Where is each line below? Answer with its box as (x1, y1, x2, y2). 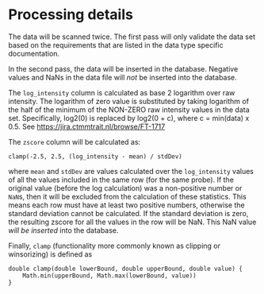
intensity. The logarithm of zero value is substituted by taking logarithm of (8, 96, 250, 106)
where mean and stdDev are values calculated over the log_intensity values (8, 166, 254, 176)
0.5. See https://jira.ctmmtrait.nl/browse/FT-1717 (8, 122, 166, 131)
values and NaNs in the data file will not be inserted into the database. (8, 72, 238, 82)
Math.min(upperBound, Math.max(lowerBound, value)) (22, 272, 197, 280)
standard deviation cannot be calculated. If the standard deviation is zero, (8, 208, 249, 218)
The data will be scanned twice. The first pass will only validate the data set (8, 32, 256, 41)
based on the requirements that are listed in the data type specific (8, 40, 224, 49)
